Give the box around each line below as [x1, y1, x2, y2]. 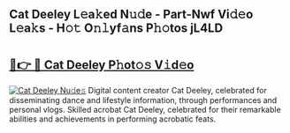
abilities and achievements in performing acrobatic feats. [9, 114, 217, 124]
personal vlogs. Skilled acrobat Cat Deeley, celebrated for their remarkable [9, 105, 281, 115]
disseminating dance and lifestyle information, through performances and [9, 95, 278, 105]
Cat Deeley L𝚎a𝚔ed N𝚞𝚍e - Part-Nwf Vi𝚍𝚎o [9, 7, 254, 22]
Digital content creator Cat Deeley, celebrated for [88, 85, 267, 95]
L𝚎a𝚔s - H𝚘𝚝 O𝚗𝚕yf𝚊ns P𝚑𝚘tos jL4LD [9, 21, 224, 36]
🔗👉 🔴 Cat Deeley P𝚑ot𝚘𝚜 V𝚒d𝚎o [9, 57, 195, 72]
